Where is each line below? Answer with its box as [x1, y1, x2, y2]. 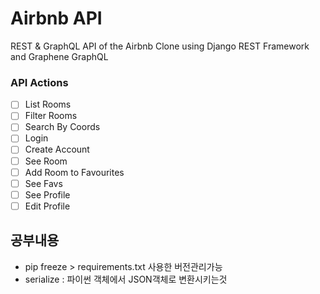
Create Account [24, 143, 90, 156]
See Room [24, 155, 68, 167]
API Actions [10, 75, 69, 89]
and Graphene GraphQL [10, 50, 109, 62]
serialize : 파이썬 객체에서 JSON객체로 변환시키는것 [24, 273, 228, 285]
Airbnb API [10, 7, 103, 30]
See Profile [24, 188, 71, 201]
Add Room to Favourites [24, 166, 125, 178]
